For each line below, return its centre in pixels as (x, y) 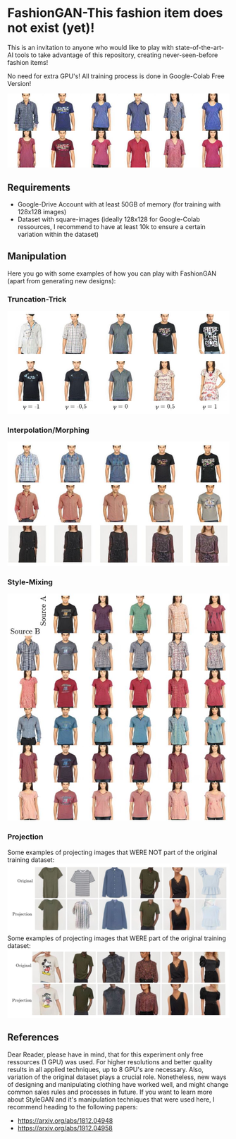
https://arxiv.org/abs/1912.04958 (65, 1128)
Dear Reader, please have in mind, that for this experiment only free (105, 1054)
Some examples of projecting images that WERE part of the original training (117, 938)
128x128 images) (42, 211)
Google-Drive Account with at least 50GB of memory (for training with (119, 204)
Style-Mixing (30, 582)
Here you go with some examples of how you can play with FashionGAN (112, 273)
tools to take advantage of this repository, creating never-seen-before (117, 55)
